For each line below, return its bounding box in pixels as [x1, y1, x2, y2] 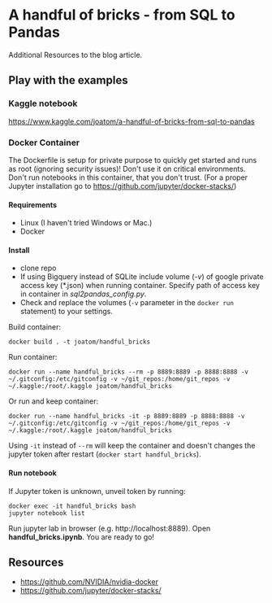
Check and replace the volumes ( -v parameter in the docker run [19, 298, 234, 308]
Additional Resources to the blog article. [8, 50, 143, 59]
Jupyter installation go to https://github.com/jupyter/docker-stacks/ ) [8, 181, 237, 190]
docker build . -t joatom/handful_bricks [8, 338, 151, 347]
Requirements [8, 199, 58, 209]
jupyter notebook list [8, 509, 85, 518]
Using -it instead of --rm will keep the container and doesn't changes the [8, 441, 256, 451]
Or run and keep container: [8, 396, 99, 406]
